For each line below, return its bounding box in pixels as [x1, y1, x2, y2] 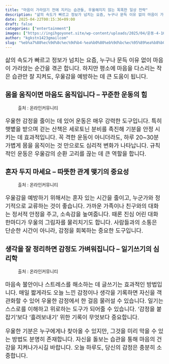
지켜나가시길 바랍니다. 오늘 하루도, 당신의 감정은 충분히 [17, 344, 155, 351]
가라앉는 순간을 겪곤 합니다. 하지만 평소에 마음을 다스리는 [12, 65, 155, 72]
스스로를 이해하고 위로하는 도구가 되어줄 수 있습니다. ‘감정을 [5, 306, 155, 313]
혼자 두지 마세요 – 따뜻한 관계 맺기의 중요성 [5, 167, 129, 176]
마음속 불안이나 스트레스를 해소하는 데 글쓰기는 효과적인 [5, 281, 145, 288]
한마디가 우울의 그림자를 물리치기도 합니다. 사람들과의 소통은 [5, 219, 157, 226]
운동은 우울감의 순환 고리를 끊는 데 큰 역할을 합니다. [17, 150, 147, 157]
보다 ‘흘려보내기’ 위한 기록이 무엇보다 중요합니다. [17, 314, 139, 321]
